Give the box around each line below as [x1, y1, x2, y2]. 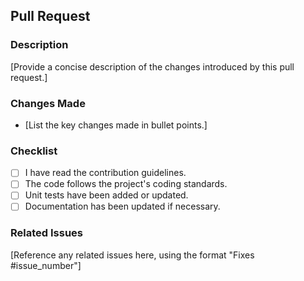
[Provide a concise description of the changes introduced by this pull [10, 60, 295, 73]
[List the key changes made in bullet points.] [24, 119, 208, 131]
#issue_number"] [10, 259, 82, 271]
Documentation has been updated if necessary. [24, 200, 221, 213]
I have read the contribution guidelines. [24, 167, 187, 179]
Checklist [10, 144, 58, 158]
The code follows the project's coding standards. [24, 178, 228, 190]
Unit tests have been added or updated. [24, 189, 189, 201]
